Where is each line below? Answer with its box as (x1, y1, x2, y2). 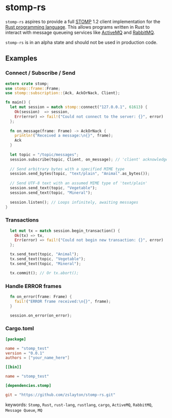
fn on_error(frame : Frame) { (10, 294, 72, 299)
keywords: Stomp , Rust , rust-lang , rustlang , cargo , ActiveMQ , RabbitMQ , (5, 401, 153, 408)
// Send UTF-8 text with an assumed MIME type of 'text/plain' (10, 181, 147, 186)
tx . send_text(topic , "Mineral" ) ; (10, 261, 81, 266)
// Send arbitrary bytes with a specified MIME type (10, 166, 125, 171)
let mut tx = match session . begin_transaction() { (10, 228, 120, 233)
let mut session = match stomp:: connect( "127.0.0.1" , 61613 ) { (10, 104, 148, 110)
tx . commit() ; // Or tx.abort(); (10, 270, 79, 275)
